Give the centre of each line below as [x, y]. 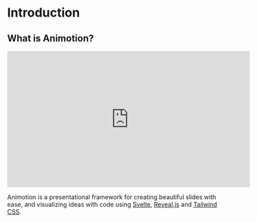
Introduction [44, 13]
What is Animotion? [51, 38]
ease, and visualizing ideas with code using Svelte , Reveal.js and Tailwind [112, 204]
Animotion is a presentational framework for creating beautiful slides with [112, 197]
